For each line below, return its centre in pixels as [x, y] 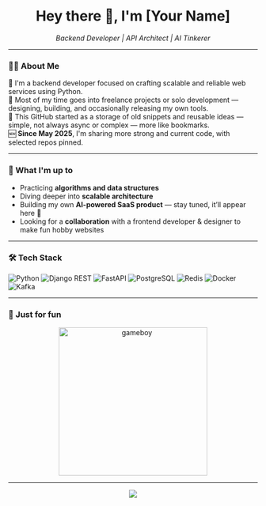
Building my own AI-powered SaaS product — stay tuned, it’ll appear [133, 204]
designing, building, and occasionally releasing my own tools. [108, 108]
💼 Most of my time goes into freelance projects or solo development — [123, 100]
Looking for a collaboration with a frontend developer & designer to [130, 221]
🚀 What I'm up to [41, 171]
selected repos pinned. [46, 142]
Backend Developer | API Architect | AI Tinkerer [133, 38]
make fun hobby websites [62, 229]
